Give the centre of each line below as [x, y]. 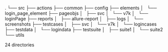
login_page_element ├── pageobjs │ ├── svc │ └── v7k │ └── [77, 13]
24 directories [19, 45]
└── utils [15, 35]
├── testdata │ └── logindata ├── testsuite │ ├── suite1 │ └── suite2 [84, 30]
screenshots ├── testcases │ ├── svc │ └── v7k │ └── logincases [81, 24]
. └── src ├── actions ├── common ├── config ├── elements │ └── [81, 8]
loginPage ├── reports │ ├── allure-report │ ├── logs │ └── [74, 19]
